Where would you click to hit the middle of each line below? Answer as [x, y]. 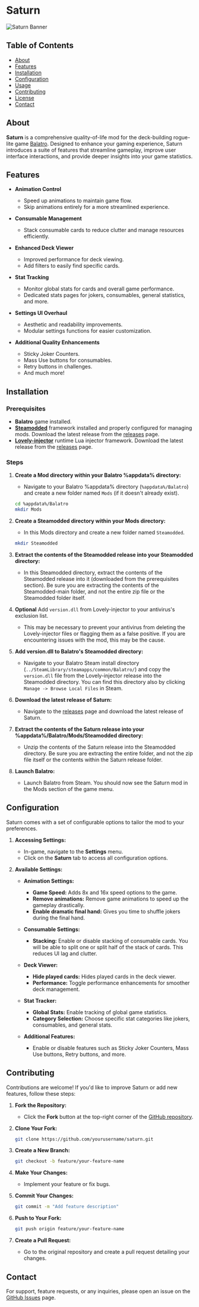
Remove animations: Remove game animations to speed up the [110, 899]
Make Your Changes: [41, 1172]
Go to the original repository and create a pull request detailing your [107, 1252]
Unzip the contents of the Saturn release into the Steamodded [99, 747]
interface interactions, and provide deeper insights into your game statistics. [99, 156]
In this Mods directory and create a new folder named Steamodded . [104, 533]
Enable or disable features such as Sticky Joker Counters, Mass [110, 1048]
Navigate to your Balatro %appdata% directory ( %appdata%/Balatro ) [106, 487]
